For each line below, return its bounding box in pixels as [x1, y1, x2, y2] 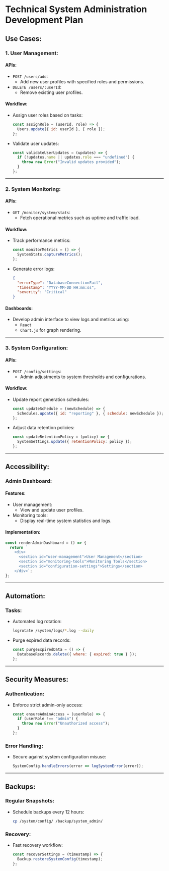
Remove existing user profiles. [20, 89, 83, 95]
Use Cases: [5, 34, 42, 43]
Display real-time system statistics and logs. [20, 518, 112, 524]
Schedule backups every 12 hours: [12, 809, 84, 815]
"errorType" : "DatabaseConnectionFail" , [17, 280, 103, 285]
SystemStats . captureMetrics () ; [17, 252, 83, 257]
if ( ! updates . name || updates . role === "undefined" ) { [17, 155, 135, 160]
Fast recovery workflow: [12, 842, 63, 848]
